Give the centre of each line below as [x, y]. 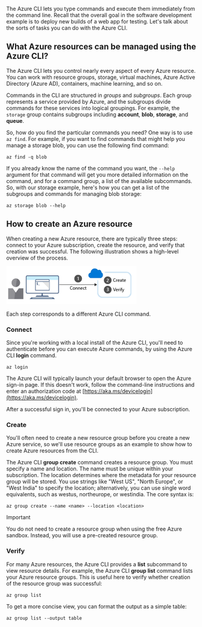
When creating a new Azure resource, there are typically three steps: [92, 239]
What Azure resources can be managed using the [101, 47]
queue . [15, 120]
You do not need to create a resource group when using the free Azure [94, 529]
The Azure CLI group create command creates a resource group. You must [99, 463]
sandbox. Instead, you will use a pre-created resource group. [82, 535]
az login [17, 367]
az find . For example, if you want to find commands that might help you [96, 139]
